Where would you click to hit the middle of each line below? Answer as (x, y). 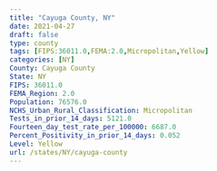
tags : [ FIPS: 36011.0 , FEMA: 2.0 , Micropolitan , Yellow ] (109, 52)
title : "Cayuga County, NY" (63, 18)
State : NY (28, 77)
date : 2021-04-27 (42, 26)
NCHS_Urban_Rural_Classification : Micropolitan (101, 110)
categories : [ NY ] (42, 60)
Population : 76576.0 (49, 102)
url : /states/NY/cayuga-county (69, 152)
